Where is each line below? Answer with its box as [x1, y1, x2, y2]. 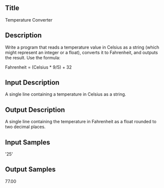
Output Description [5, 106, 65, 114]
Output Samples [5, 165, 56, 174]
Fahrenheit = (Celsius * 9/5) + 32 [5, 64, 72, 70]
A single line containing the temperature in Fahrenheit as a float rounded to [5, 119, 157, 125]
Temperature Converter [5, 17, 53, 23]
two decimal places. [5, 124, 46, 130]
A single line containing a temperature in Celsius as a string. [5, 91, 126, 97]
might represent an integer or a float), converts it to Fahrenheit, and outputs [5, 49, 158, 55]
